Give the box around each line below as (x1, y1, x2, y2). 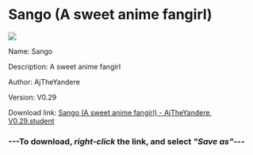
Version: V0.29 (8, 93, 57, 102)
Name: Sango (8, 46, 53, 56)
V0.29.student (8, 116, 55, 126)
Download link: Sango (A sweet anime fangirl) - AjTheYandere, (8, 108, 213, 117)
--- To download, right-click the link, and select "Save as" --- (8, 136, 246, 147)
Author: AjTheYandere (8, 77, 81, 86)
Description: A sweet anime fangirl (8, 62, 121, 71)
